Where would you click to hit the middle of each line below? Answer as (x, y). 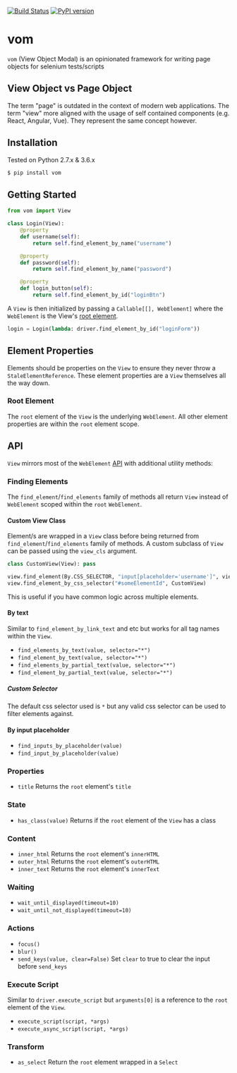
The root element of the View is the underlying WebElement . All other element (117, 416)
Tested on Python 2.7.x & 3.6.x (51, 159)
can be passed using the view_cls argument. (72, 551)
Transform (26, 1046)
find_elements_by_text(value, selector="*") (84, 650)
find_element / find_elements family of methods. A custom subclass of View (115, 544)
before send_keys (42, 966)
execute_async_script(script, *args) (73, 1029)
